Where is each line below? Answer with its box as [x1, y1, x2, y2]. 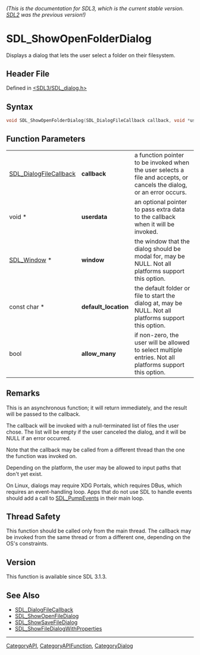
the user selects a [134, 165, 185, 174]
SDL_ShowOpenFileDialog [14, 613, 79, 620]
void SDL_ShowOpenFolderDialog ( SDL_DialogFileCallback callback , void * [6, 118, 190, 124]
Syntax [6, 102, 33, 112]
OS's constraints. [6, 540, 49, 547]
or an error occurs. [134, 188, 187, 196]
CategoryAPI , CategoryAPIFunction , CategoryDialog [6, 643, 133, 650]
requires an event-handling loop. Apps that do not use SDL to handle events [6, 488, 192, 495]
